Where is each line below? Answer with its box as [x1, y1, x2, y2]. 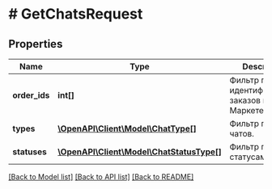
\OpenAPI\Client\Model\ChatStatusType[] [57, 146, 223, 157]
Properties [8, 37, 63, 51]
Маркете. [229, 105, 266, 115]
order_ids [12, 90, 50, 101]
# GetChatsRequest [8, 5, 143, 23]
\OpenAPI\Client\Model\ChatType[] [57, 123, 197, 134]
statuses [12, 146, 47, 157]
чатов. [229, 128, 255, 139]
